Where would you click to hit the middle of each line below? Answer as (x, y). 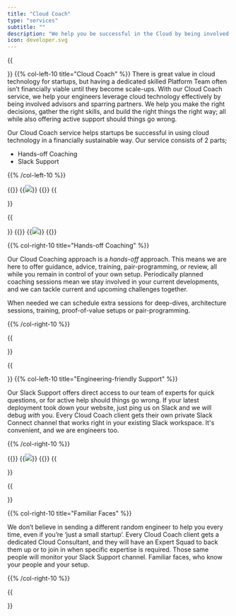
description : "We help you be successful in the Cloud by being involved (118, 34)
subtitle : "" (26, 27)
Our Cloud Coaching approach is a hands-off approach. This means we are (117, 260)
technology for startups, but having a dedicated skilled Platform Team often (117, 81)
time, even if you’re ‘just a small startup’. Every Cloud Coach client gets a (113, 535)
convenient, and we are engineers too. (63, 430)
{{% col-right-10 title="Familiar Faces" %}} (70, 513)
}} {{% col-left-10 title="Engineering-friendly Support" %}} (93, 379)
